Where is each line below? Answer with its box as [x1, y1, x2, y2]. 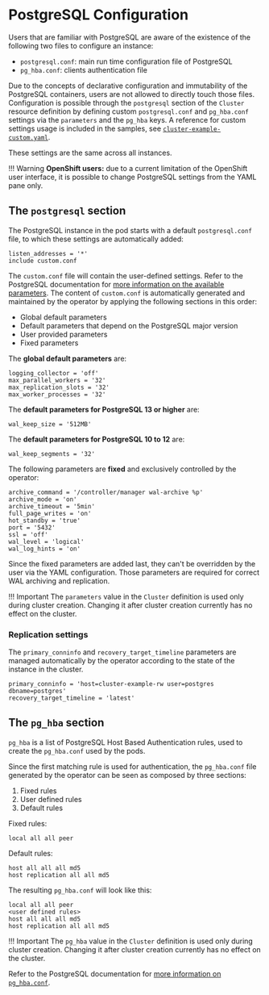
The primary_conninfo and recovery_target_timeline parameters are [8, 647, 237, 657]
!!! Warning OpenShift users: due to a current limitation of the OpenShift [8, 163, 248, 173]
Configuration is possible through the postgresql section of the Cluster [8, 98, 245, 107]
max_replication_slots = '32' [8, 383, 110, 391]
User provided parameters [19, 329, 108, 339]
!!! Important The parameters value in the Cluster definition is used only [8, 592, 244, 601]
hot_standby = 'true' [8, 516, 81, 525]
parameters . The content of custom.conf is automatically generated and [8, 288, 246, 298]
